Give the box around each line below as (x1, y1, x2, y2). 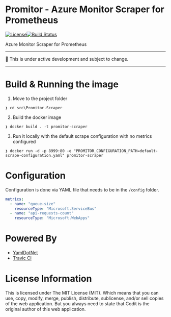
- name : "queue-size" (10, 201, 56, 206)
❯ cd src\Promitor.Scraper (5, 105, 63, 110)
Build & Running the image (5, 79, 119, 90)
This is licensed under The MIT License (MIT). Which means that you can (5, 290, 159, 296)
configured (12, 138, 36, 144)
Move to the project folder (12, 95, 68, 102)
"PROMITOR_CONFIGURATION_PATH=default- (73, 148, 158, 154)
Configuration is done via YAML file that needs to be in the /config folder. (5, 186, 159, 192)
